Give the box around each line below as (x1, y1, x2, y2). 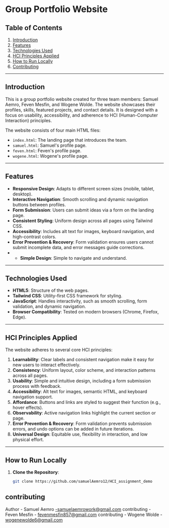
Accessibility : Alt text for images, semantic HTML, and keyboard (12, 388, 147, 395)
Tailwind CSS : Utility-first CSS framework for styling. (12, 293, 123, 299)
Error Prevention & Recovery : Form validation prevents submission (12, 420, 152, 427)
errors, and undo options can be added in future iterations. (12, 426, 134, 432)
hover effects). (12, 404, 43, 410)
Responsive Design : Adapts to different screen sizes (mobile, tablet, (12, 185, 155, 191)
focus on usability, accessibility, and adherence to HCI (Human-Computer (5, 112, 158, 118)
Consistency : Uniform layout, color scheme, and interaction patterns (12, 367, 156, 373)
